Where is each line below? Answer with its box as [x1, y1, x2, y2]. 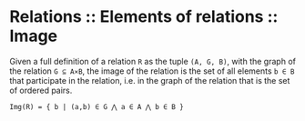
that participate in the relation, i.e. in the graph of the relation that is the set [9, 75, 290, 86]
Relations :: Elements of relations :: [9, 6, 279, 27]
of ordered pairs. [9, 85, 73, 96]
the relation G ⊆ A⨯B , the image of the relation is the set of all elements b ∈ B [9, 66, 295, 76]
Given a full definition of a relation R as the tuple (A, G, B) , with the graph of [9, 55, 296, 66]
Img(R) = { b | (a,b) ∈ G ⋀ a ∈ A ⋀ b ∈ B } [9, 102, 184, 111]
